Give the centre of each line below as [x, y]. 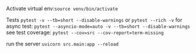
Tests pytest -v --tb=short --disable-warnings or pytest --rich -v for [94, 20]
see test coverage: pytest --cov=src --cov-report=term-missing [85, 32]
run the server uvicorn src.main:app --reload [63, 44]
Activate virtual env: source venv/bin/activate [62, 9]
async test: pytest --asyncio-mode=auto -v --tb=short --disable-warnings [98, 26]
